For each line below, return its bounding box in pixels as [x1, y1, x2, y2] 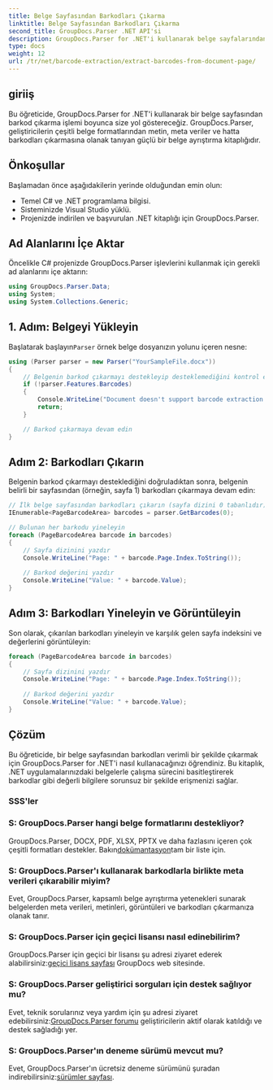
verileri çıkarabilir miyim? [8, 875, 111, 887]
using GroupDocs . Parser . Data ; [8, 282, 111, 291]
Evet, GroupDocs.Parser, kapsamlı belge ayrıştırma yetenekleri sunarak [8, 894, 246, 904]
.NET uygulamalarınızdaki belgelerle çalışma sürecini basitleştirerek [8, 766, 234, 777]
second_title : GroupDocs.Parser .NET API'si [8, 27, 162, 35]
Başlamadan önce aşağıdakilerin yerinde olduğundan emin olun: [8, 180, 223, 190]
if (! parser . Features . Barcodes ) [23, 380, 132, 389]
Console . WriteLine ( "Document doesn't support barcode [37, 395, 223, 403]
